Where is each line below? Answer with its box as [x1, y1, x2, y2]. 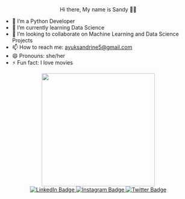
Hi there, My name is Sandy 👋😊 [60, 6, 137, 13]
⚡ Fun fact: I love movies [11, 59, 74, 66]
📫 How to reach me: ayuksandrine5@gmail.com [11, 43, 133, 51]
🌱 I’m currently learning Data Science [11, 24, 105, 31]
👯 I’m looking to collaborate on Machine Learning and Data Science [11, 30, 179, 37]
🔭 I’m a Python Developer [11, 17, 75, 25]
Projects [11, 37, 33, 44]
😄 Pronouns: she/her [11, 52, 65, 59]
